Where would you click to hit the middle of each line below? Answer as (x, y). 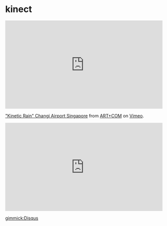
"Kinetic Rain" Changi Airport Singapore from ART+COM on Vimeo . (75, 116)
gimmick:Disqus (22, 218)
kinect (19, 9)
